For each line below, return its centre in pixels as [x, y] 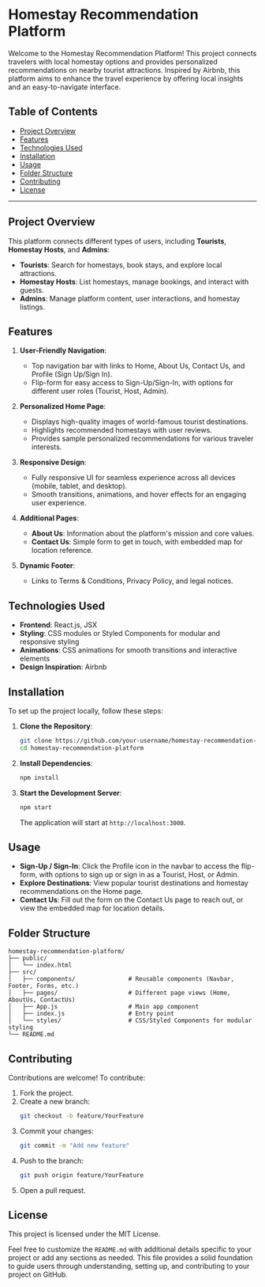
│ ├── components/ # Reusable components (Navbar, [121, 979]
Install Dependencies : [56, 763]
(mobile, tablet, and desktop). [79, 486]
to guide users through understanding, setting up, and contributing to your [129, 1266]
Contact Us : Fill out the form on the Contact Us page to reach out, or [131, 900]
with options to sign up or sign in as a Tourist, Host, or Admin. [139, 875]
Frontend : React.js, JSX [58, 625]
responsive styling [49, 642]
